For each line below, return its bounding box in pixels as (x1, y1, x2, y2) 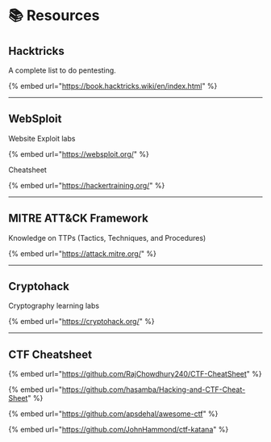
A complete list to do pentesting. (8, 65, 117, 75)
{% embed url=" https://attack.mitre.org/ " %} (8, 248, 157, 259)
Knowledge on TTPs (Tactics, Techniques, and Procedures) (8, 233, 206, 242)
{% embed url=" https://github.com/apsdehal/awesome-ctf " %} (8, 409, 219, 419)
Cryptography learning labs (8, 301, 99, 311)
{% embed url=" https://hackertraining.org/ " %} (8, 180, 165, 190)
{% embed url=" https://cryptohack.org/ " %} (8, 317, 155, 326)
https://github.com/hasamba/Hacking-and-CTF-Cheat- (61, 385, 246, 394)
